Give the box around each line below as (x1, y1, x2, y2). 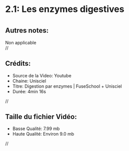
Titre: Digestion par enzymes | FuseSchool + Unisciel (12, 83, 122, 89)
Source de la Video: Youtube (12, 72, 71, 78)
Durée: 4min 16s (12, 88, 46, 94)
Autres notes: (5, 26, 49, 35)
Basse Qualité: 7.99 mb (12, 126, 60, 132)
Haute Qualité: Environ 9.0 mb (12, 131, 74, 137)
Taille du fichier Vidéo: (5, 113, 77, 121)
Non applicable (5, 39, 36, 45)
